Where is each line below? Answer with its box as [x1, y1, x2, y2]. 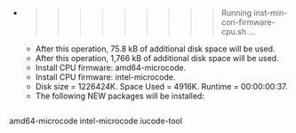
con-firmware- [220, 17, 276, 27]
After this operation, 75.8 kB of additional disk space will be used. [35, 43, 276, 54]
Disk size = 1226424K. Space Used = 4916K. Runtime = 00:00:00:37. [35, 82, 288, 91]
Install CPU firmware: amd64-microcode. [35, 62, 187, 73]
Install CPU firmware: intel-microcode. [35, 72, 176, 82]
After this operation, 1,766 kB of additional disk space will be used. [35, 53, 279, 63]
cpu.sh [220, 27, 247, 36]
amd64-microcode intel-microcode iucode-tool [9, 115, 183, 126]
